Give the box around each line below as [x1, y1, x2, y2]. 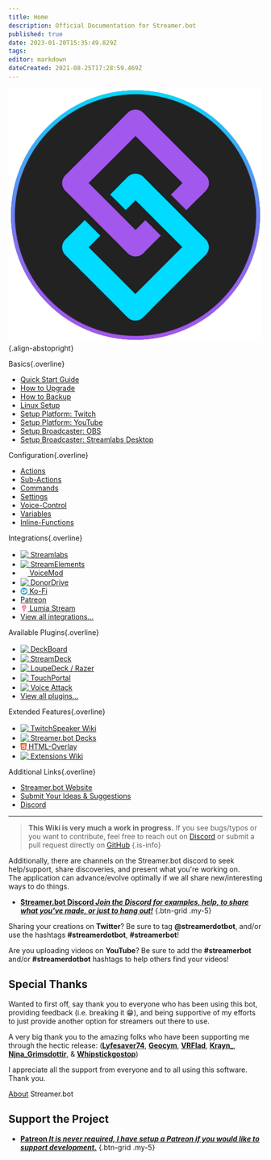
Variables [19, 509, 52, 519]
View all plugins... [19, 691, 79, 700]
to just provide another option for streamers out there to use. [8, 1016, 210, 1026]
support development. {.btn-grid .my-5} [19, 1142, 156, 1152]
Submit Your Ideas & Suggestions [19, 791, 131, 801]
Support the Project [8, 1112, 109, 1126]
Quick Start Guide [19, 374, 80, 384]
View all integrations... [19, 612, 94, 621]
